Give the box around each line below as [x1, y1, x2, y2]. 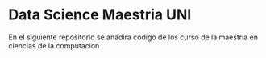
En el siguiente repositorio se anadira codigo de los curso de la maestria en [8, 32, 259, 42]
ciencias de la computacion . [8, 40, 104, 50]
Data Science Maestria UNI [8, 6, 192, 24]
